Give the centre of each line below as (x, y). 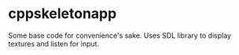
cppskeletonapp (63, 14)
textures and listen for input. (54, 43)
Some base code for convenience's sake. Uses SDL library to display (120, 35)
